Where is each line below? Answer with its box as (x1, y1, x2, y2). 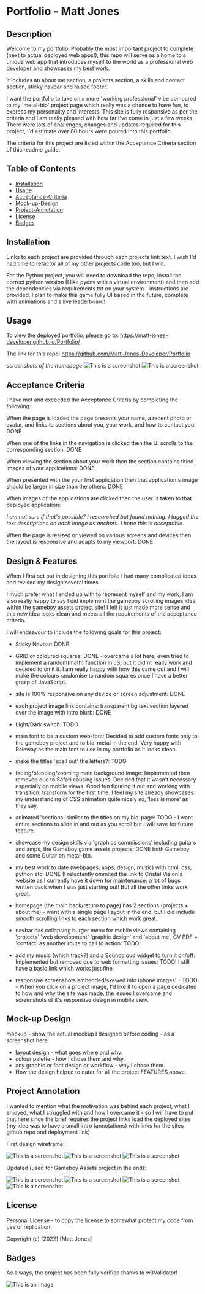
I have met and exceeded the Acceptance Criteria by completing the (6, 396, 179, 403)
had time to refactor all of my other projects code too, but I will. (6, 260, 165, 267)
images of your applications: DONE (6, 465, 95, 472)
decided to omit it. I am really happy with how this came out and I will (15, 665, 190, 673)
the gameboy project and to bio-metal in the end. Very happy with (15, 739, 182, 746)
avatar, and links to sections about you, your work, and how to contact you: (6, 421, 196, 428)
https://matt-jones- (120, 331, 168, 339)
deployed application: (6, 502, 61, 509)
